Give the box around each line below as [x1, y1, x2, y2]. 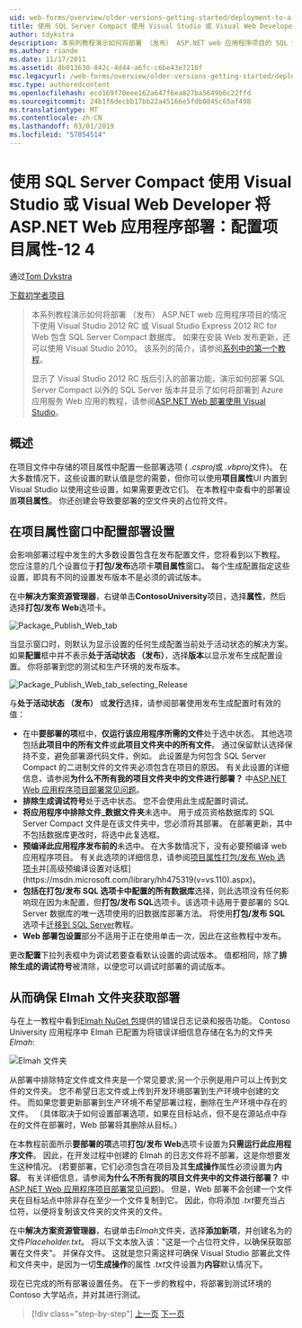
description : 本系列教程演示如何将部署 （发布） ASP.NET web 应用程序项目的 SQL [9, 38, 289, 48]
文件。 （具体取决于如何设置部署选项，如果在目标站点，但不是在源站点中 [9, 1108, 280, 1119]
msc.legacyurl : [9, 72, 67, 81]
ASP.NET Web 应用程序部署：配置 [9, 217, 262, 238]
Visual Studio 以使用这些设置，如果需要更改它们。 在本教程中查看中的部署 [9, 483, 283, 495]
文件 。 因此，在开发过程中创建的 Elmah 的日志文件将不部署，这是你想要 [16, 1150, 283, 1161]
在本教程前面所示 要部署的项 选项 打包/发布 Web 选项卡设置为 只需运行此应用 [9, 1139, 284, 1150]
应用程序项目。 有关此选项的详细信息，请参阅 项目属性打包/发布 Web [22, 852, 276, 863]
